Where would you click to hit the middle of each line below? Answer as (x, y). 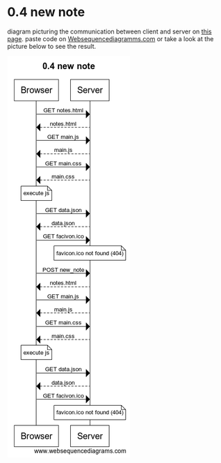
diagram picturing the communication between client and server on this (109, 31)
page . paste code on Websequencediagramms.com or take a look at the (110, 38)
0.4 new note (46, 12)
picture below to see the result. (52, 46)
